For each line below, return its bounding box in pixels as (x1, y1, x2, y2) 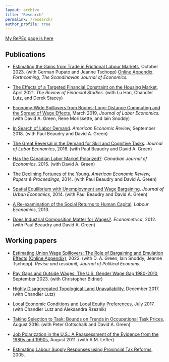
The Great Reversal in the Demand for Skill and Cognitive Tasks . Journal (12, 140, 163, 147)
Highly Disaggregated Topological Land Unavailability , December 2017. (12, 286, 160, 292)
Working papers (5, 236, 57, 245)
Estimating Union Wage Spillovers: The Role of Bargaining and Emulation (12, 250, 163, 256)
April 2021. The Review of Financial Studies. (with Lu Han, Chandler (12, 90, 153, 96)
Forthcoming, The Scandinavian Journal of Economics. (12, 74, 128, 81)
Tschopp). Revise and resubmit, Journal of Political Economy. (12, 260, 141, 266)
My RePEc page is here (5, 35, 54, 42)
